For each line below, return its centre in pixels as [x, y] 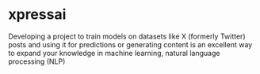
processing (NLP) [37, 61]
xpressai [37, 15]
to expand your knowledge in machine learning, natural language [114, 53]
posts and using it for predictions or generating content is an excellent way [130, 44]
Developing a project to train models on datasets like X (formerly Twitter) [127, 36]
